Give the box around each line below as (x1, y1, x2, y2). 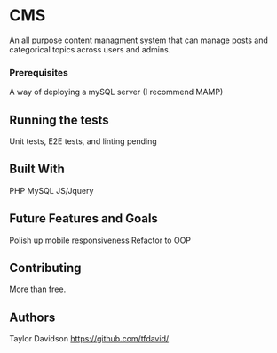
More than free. (9, 284, 67, 294)
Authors (9, 309, 56, 325)
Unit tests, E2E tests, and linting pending (9, 136, 157, 147)
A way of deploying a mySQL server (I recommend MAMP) (9, 86, 224, 98)
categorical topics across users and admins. (9, 44, 171, 54)
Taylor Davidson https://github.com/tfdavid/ (9, 333, 170, 344)
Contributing (9, 261, 82, 276)
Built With (9, 162, 65, 177)
